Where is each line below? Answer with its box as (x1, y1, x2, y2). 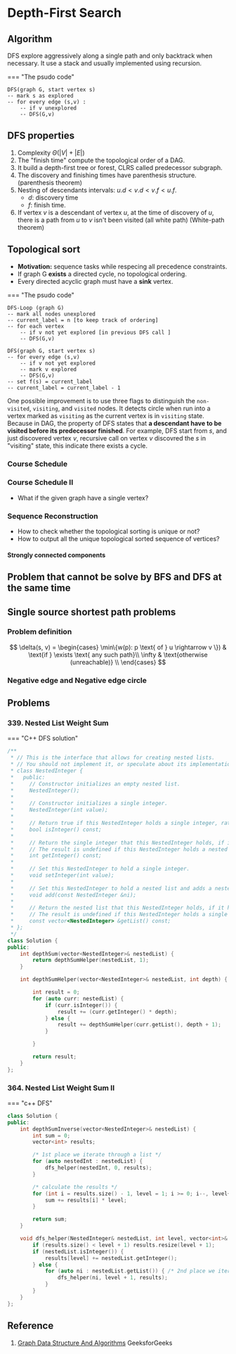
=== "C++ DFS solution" (7, 734, 79, 743)
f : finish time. (27, 200, 67, 209)
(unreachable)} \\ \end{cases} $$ (70, 658, 166, 666)
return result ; (32, 1053, 77, 1060)
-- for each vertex (7, 323, 65, 330)
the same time (7, 582, 71, 594)
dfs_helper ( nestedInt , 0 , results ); (44, 1164, 152, 1171)
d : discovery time (27, 193, 79, 202)
